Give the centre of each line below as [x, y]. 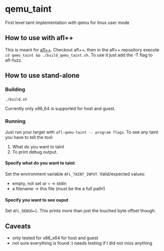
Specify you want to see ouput [37, 200]
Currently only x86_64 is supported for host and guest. [60, 109]
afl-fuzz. [14, 60]
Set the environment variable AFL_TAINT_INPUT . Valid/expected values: [75, 174]
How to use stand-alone [42, 76]
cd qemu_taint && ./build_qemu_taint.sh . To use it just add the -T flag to [79, 55]
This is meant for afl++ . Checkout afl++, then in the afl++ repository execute [82, 49]
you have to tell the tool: [29, 137]
